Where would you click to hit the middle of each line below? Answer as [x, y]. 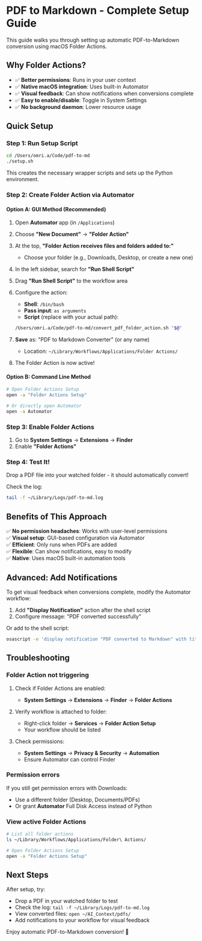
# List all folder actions [40, 834]
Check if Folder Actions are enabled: [60, 688]
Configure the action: [41, 293]
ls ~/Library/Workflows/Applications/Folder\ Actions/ [76, 840]
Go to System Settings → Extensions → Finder [74, 440]
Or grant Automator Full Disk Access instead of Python [83, 806]
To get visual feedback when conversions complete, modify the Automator [99, 592]
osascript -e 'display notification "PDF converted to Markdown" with [96, 639]
